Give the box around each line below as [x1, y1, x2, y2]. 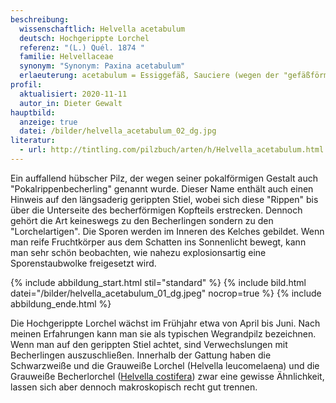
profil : [10, 80, 43, 90]
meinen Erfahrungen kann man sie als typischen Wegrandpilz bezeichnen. [10, 327, 317, 340]
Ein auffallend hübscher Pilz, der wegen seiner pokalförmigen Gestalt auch [10, 172, 318, 184]
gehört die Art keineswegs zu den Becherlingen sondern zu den [10, 214, 274, 226]
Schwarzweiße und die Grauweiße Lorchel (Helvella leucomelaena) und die [10, 359, 320, 371]
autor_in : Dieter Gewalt [19, 98, 123, 108]
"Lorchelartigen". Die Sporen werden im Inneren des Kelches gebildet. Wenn [10, 225, 325, 237]
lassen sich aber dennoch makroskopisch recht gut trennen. [10, 381, 258, 393]
